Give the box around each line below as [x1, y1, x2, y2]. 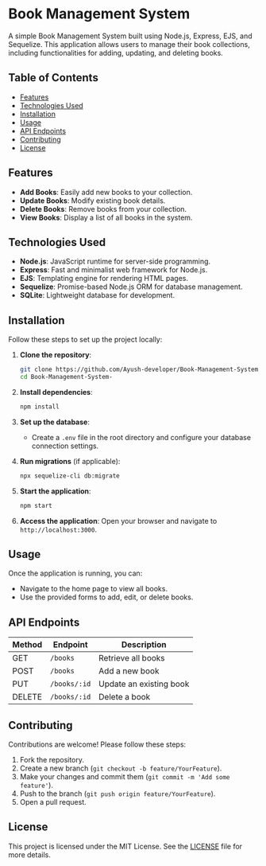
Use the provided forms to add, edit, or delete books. [19, 592, 194, 602]
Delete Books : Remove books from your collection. [19, 204, 187, 213]
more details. [8, 849, 52, 860]
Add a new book [98, 665, 160, 677]
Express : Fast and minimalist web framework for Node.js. [19, 265, 208, 275]
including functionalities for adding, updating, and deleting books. [8, 48, 224, 57]
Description [121, 639, 167, 650]
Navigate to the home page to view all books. [19, 584, 168, 594]
